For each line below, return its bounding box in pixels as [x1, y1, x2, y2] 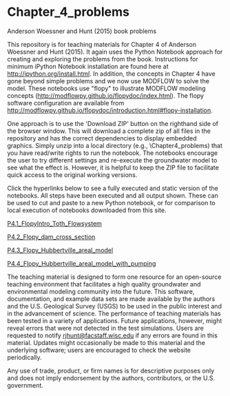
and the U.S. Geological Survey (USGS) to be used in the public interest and [7, 302, 222, 310]
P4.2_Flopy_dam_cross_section [7, 232, 96, 241]
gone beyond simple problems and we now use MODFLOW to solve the [7, 76, 210, 85]
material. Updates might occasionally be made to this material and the [7, 338, 205, 346]
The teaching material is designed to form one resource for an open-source [7, 273, 222, 281]
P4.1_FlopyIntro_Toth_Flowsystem [7, 219, 102, 227]
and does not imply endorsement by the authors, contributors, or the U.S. [7, 373, 216, 382]
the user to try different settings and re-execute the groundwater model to [7, 156, 218, 164]
